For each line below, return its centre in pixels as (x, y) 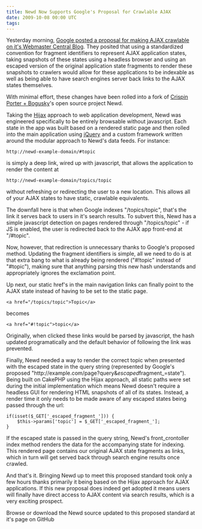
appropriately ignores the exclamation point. (61, 273)
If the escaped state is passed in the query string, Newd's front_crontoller (98, 438)
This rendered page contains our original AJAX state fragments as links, (96, 451)
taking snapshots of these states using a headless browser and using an (96, 60)
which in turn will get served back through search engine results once (93, 458)
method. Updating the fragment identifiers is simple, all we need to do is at (99, 254)
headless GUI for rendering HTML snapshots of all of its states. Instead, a (97, 392)
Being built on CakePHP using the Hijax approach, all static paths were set (99, 380)
